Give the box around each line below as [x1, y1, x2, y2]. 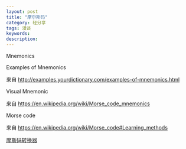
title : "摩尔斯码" [6, 14, 48, 20]
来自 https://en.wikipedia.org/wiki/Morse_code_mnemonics [6, 100, 151, 107]
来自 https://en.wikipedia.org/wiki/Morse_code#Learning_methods [6, 124, 168, 131]
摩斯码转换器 [6, 137, 37, 144]
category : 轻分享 [6, 20, 46, 25]
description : [6, 36, 38, 42]
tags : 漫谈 [6, 25, 31, 31]
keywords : [6, 31, 31, 37]
